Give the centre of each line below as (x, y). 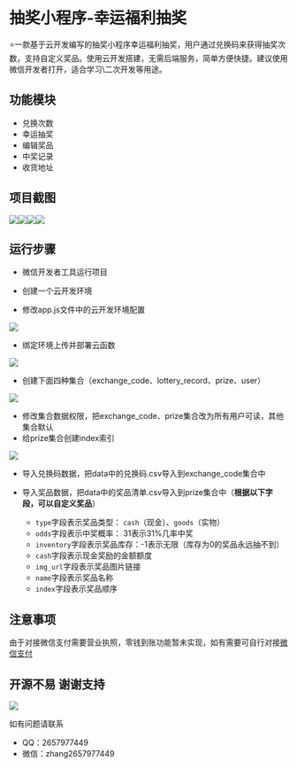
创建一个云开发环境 (57, 291)
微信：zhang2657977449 (68, 753)
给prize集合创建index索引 (68, 438)
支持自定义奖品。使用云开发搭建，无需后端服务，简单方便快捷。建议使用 (156, 58)
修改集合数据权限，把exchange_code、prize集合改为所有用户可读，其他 (153, 416)
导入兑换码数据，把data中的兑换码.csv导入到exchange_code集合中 (144, 474)
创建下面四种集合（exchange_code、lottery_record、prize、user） (144, 381)
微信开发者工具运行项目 (65, 272)
